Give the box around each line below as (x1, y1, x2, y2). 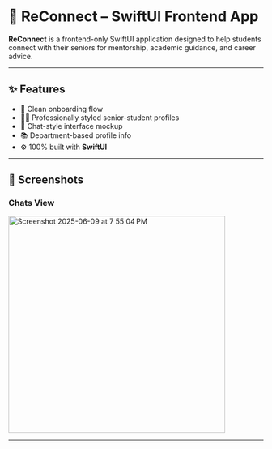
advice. (8, 51, 33, 61)
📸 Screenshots (8, 173, 84, 187)
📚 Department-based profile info (19, 130, 132, 140)
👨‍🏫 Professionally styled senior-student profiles (19, 113, 180, 122)
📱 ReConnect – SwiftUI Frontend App (8, 7, 259, 26)
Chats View (8, 198, 55, 209)
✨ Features (8, 83, 66, 96)
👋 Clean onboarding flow (19, 104, 104, 113)
